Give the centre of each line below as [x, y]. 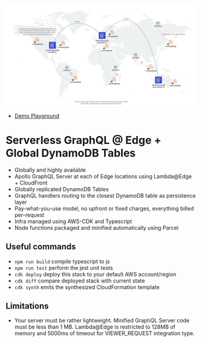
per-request [29, 215]
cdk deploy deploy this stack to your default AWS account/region [95, 274]
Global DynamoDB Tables [71, 153]
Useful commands [41, 247]
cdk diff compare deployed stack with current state [80, 281]
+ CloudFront [31, 183]
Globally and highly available [50, 170]
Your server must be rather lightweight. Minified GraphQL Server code [102, 321]
